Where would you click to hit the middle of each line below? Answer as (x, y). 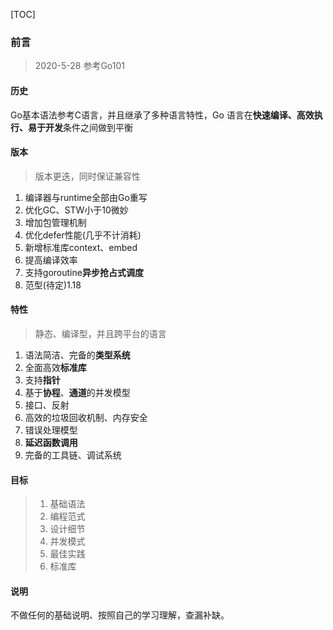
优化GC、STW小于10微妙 (76, 210)
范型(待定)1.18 (53, 285)
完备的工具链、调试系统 (73, 455)
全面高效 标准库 (55, 367)
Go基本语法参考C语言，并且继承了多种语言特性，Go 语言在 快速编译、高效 (162, 115)
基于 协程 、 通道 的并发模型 (77, 392)
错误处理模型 (51, 430)
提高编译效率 (51, 260)
